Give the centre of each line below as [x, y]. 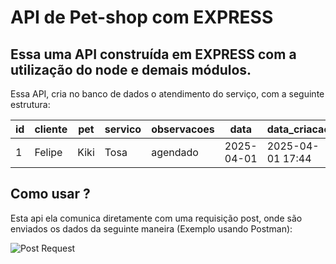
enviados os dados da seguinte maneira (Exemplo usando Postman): [151, 228]
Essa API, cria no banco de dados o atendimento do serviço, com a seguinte [167, 94]
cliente [51, 129]
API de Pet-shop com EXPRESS [142, 17]
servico [123, 129]
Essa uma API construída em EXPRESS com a [153, 54]
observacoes [183, 129]
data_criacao [298, 129]
